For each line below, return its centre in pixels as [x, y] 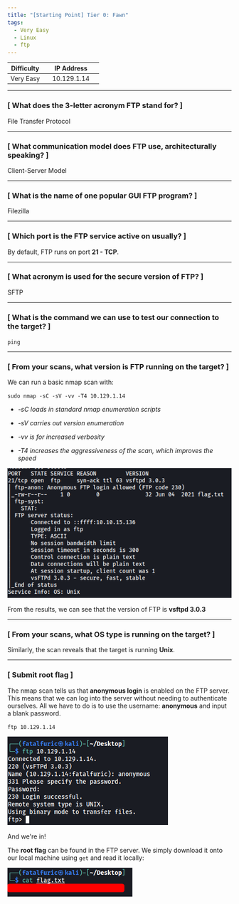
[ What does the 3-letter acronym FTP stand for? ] [95, 105]
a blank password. [34, 713]
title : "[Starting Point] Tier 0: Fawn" [68, 15]
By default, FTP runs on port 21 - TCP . [63, 252]
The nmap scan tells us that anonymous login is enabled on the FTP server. [118, 691]
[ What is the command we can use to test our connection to [113, 317]
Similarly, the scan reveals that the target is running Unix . [91, 650]
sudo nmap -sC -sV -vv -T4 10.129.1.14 [67, 396]
